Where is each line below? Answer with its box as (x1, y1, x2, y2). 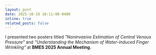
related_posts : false (5, 20, 49, 26)
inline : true (5, 16, 32, 21)
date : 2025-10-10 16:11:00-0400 (5, 12, 70, 17)
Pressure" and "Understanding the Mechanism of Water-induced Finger (5, 39, 149, 45)
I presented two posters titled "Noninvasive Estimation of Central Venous (5, 34, 152, 40)
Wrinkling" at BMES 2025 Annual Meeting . (5, 44, 91, 50)
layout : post (5, 7, 32, 12)
